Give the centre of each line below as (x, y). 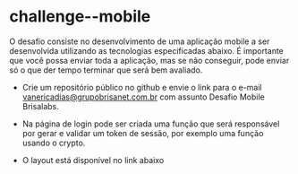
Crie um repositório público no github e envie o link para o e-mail (142, 87)
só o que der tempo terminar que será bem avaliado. (106, 70)
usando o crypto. (54, 143)
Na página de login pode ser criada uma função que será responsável (151, 124)
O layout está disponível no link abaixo (93, 160)
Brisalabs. (41, 106)
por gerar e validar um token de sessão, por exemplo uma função (143, 133)
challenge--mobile (80, 17)
